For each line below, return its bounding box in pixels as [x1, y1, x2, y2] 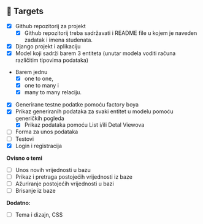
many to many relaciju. [24, 89, 82, 96]
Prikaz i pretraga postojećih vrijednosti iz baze [15, 173, 133, 181]
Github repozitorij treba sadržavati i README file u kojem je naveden [24, 29, 197, 37]
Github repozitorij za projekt [15, 22, 86, 29]
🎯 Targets [6, 6, 44, 17]
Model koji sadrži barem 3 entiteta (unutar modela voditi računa [15, 50, 176, 57]
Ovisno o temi [6, 154, 43, 162]
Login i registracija [15, 142, 63, 149]
